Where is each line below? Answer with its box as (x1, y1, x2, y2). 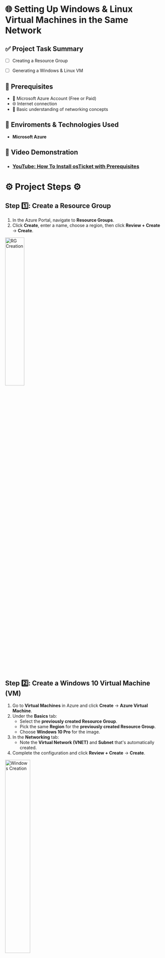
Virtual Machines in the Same (5, 14, 128, 26)
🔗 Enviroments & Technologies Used (5, 120, 119, 129)
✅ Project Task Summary (5, 45, 83, 53)
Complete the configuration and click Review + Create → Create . (12, 749, 146, 756)
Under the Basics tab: (12, 713, 57, 719)
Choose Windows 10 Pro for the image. (19, 729, 100, 735)
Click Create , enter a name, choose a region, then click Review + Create (12, 222, 161, 228)
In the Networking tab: (12, 734, 59, 740)
